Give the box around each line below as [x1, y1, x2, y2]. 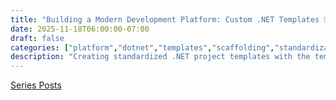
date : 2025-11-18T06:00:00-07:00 [10, 24, 150, 34]
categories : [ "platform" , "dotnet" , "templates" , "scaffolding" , [10, 42, 275, 53]
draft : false [10, 33, 65, 43]
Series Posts [10, 79, 62, 91]
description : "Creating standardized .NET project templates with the [10, 52, 311, 62]
